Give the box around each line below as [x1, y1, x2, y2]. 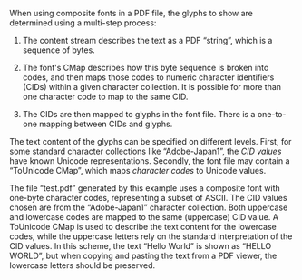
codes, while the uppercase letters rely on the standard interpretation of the [9, 231, 293, 242]
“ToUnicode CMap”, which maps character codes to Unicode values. [9, 165, 267, 175]
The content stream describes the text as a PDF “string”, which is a [22, 35, 273, 45]
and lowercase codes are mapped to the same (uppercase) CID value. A [9, 212, 279, 222]
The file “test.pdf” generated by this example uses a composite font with [9, 183, 281, 194]
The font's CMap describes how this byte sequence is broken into [22, 63, 269, 73]
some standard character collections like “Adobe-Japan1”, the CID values [9, 145, 282, 156]
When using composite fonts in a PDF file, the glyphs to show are [9, 8, 254, 18]
